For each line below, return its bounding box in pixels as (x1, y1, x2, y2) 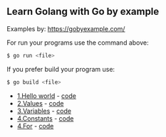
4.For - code (16, 121, 54, 130)
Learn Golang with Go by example (6, 6, 160, 18)
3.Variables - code (16, 106, 72, 115)
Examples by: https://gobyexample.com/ (6, 24, 125, 33)
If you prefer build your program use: (6, 65, 115, 73)
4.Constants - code (16, 114, 74, 123)
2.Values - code (16, 99, 64, 107)
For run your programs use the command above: (6, 38, 149, 47)
